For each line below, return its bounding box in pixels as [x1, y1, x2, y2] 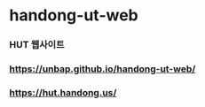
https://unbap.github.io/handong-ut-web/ [9, 63, 196, 75]
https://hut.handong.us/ [9, 86, 117, 98]
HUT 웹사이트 [9, 39, 65, 51]
